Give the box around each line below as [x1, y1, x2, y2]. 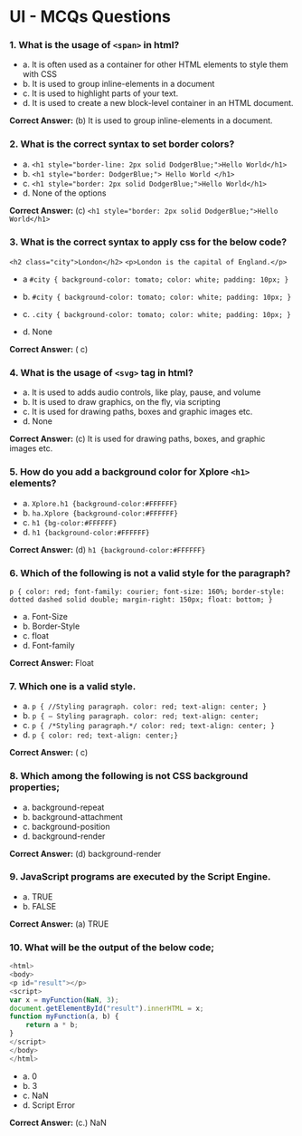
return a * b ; [25, 1021, 79, 1030]
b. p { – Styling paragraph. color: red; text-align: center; [22, 710, 260, 721]
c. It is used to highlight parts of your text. [22, 88, 179, 99]
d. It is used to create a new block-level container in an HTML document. [22, 98, 294, 109]
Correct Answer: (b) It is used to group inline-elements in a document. [9, 115, 273, 126]
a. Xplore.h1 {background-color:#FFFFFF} [22, 497, 178, 508]
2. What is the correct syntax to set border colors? [9, 138, 235, 150]
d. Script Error [22, 1099, 75, 1111]
